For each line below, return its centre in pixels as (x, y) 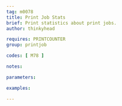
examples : (19, 88)
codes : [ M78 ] (25, 56)
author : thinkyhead (31, 28)
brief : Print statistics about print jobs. (62, 23)
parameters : (21, 77)
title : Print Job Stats (36, 17)
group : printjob (26, 45)
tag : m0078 (20, 12)
